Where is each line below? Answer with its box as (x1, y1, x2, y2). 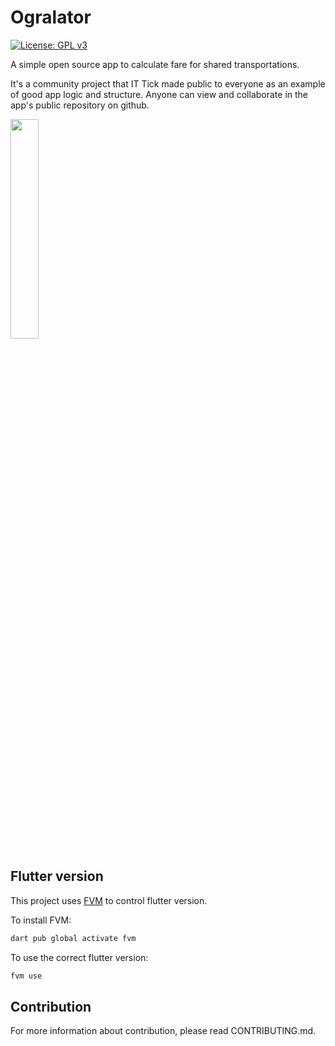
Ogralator (10, 6, 92, 29)
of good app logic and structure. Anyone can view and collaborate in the (10, 88, 309, 100)
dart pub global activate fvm (10, 933, 137, 943)
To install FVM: (10, 914, 72, 926)
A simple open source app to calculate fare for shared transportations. (10, 58, 300, 70)
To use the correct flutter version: (10, 951, 149, 963)
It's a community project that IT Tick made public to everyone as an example (10, 77, 326, 90)
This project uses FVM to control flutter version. (10, 894, 208, 906)
